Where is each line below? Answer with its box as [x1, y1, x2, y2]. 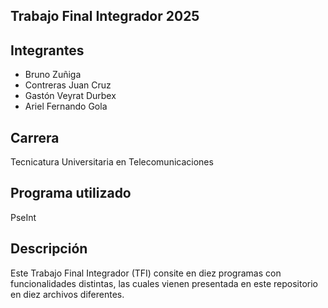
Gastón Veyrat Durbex [24, 90, 117, 102]
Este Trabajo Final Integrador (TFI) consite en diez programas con [10, 267, 282, 279]
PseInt [10, 211, 37, 223]
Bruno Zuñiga [24, 69, 82, 81]
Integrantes [10, 42, 85, 59]
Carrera [10, 129, 60, 146]
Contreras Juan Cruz [24, 79, 112, 91]
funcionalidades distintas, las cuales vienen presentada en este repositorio [10, 277, 318, 289]
